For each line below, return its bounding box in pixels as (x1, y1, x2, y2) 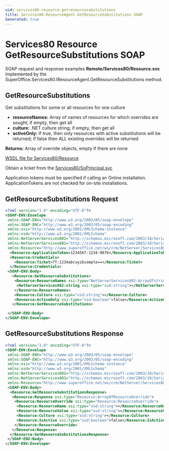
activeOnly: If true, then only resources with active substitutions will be (12, 131, 161, 137)
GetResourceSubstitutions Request (5, 195, 119, 203)
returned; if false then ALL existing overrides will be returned (12, 136, 139, 142)
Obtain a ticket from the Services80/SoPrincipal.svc (5, 165, 113, 171)
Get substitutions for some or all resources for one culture (5, 104, 126, 111)
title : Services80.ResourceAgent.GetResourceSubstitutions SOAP (5, 12, 143, 17)
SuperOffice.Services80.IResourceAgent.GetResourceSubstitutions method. (5, 77, 162, 83)
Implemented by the (5, 71, 47, 77)
